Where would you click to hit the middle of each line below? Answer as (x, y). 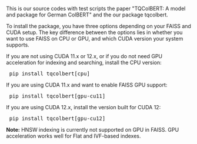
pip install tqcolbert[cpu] (49, 74)
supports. (18, 45)
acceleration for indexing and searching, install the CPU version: (84, 62)
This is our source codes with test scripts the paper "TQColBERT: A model (96, 9)
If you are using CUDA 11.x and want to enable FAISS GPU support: (87, 85)
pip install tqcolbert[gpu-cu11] (57, 96)
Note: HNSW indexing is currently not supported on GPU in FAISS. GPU (93, 130)
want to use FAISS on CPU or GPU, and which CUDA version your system (95, 38)
